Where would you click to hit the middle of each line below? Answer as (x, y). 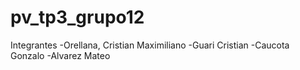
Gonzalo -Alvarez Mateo (60, 55)
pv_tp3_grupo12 (77, 17)
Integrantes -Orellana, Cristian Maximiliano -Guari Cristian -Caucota (150, 45)
